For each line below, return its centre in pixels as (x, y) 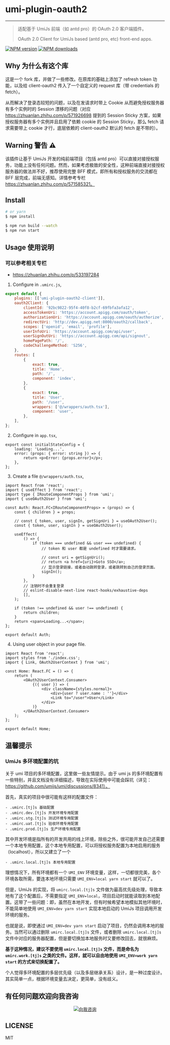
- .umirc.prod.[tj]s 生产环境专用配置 (43, 829)
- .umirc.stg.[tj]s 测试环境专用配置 (42, 818)
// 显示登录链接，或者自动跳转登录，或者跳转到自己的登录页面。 (99, 567)
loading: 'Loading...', (39, 449)
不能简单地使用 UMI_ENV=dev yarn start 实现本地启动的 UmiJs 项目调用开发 (83, 908)
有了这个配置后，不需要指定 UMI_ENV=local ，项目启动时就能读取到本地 (82, 895)
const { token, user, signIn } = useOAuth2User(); (69, 525)
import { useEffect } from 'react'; (44, 490)
